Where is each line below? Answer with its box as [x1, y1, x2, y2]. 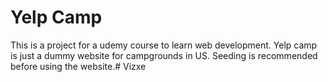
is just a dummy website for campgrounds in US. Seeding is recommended [10, 49, 318, 61]
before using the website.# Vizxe [10, 60, 147, 72]
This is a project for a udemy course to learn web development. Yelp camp [10, 39, 318, 51]
